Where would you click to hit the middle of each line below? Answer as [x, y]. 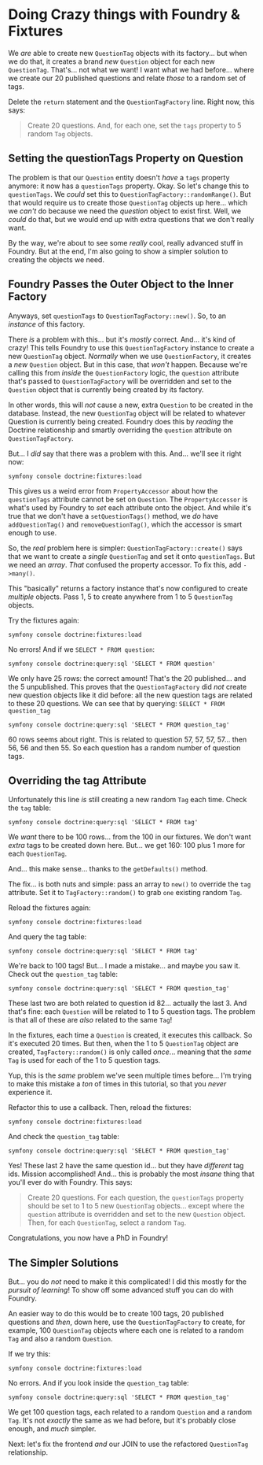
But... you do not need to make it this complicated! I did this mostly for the [128, 1282]
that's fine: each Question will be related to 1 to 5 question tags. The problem [132, 1012]
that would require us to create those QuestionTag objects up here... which [128, 202]
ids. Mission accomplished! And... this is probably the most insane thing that [131, 1174]
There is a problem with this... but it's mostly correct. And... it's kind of [122, 339]
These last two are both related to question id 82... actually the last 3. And [128, 1003]
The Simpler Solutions [64, 1262]
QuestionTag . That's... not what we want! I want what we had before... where [131, 69]
